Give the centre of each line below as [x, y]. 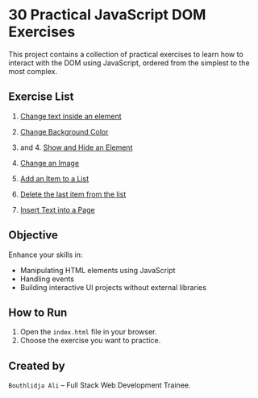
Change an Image [49, 163]
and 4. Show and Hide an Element [76, 147]
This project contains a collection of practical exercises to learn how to [126, 54]
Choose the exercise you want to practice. [90, 341]
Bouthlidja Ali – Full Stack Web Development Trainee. [100, 385]
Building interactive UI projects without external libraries [113, 287]
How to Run [38, 312]
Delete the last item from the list [73, 194]
